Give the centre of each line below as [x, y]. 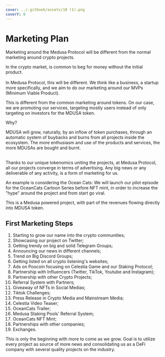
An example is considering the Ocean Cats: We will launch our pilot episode [82, 183]
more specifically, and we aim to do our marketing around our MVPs [74, 88]
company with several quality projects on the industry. [60, 350]
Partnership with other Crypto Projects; [52, 277]
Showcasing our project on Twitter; [48, 241]
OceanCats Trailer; [32, 309]
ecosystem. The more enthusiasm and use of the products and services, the [83, 143]
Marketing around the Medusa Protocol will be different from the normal [78, 52]
